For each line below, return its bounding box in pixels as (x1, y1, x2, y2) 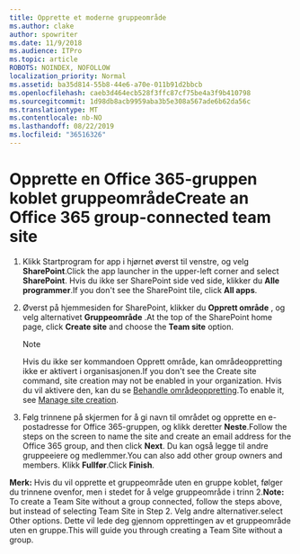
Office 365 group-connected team (9, 208, 271, 228)
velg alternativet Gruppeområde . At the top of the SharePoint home (22, 311, 273, 322)
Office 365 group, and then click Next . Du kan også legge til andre (22, 440, 269, 451)
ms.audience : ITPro (9, 47, 83, 56)
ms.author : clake (9, 22, 75, 31)
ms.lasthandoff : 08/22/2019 (9, 122, 115, 131)
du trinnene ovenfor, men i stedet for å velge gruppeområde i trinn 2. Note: (9, 487, 285, 497)
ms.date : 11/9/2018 (9, 38, 83, 48)
